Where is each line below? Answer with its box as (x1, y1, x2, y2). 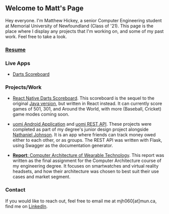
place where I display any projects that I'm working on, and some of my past (5, 28, 164, 34)
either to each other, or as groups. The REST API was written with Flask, (12, 137, 162, 143)
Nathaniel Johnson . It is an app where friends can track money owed (12, 132, 156, 138)
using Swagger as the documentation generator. (12, 142, 114, 148)
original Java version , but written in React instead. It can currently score (12, 100, 162, 106)
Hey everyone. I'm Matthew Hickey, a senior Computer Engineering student (5, 17, 162, 23)
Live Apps (5, 60, 30, 67)
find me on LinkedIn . (5, 203, 48, 209)
